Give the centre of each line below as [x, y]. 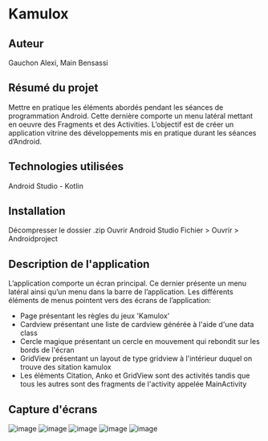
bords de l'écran [47, 350]
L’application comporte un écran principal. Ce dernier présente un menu [128, 283]
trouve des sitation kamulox [65, 367]
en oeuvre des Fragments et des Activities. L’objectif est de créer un [121, 124]
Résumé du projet [53, 88]
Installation [37, 211]
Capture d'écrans [53, 409]
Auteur [26, 44]
